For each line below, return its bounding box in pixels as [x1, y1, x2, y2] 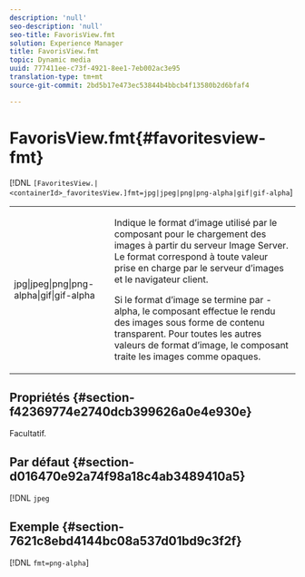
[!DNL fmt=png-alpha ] [9, 557, 89, 568]
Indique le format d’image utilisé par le [113, 216, 278, 229]
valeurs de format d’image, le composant [113, 338, 289, 351]
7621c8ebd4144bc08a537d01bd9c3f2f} [9, 533, 242, 549]
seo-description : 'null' [9, 22, 103, 31]
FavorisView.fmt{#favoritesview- [9, 128, 266, 148]
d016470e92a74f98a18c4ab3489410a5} [9, 468, 246, 484]
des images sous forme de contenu [113, 316, 265, 328]
